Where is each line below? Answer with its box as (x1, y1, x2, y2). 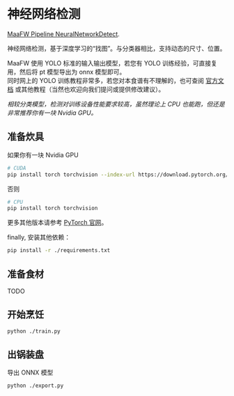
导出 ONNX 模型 (7, 368, 54, 377)
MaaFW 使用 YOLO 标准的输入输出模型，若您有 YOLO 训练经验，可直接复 (7, 58, 218, 67)
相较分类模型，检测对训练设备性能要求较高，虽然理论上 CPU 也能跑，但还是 (7, 100, 225, 108)
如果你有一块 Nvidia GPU (7, 150, 79, 159)
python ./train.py (7, 328, 61, 335)
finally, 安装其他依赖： (7, 233, 71, 241)
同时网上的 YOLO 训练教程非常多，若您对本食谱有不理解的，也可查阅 (7, 76, 204, 84)
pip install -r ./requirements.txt (7, 247, 111, 254)
